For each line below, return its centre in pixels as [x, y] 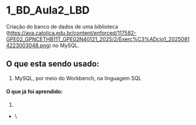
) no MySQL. [64, 45]
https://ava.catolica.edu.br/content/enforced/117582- [72, 32]
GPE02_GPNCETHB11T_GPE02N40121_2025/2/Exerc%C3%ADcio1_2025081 [98, 39]
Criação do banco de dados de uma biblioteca [62, 27]
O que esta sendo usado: [53, 64]
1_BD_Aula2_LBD [48, 10]
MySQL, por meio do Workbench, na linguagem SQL [78, 78]
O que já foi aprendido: [34, 91]
